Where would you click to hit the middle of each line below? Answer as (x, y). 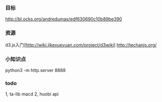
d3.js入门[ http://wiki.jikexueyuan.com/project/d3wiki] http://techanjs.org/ (81, 45)
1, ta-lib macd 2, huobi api (32, 94)
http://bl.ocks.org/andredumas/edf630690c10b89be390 (64, 19)
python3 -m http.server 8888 (35, 70)
